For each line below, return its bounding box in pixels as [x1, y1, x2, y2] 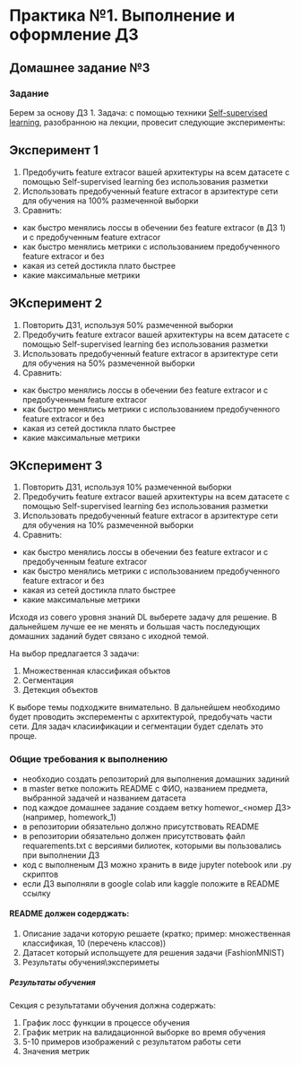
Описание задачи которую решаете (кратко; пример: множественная [21, 928, 291, 939]
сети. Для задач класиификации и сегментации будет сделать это [9, 721, 264, 732]
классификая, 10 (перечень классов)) [21, 938, 167, 948]
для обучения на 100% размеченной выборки [21, 195, 199, 206]
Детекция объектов [21, 685, 99, 696]
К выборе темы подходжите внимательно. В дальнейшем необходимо [9, 702, 280, 713]
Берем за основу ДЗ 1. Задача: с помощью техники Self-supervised [9, 107, 268, 117]
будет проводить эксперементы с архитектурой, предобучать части [9, 712, 273, 723]
